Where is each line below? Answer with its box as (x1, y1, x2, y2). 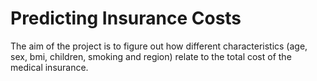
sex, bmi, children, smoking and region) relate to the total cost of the (10, 50, 292, 62)
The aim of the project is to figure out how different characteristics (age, (10, 40, 308, 52)
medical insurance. (10, 61, 89, 73)
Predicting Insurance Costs (10, 7, 242, 30)
